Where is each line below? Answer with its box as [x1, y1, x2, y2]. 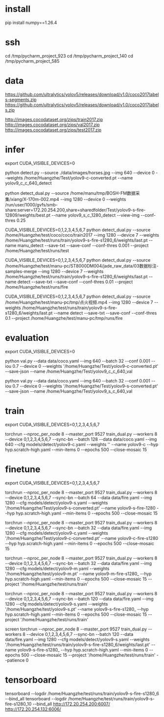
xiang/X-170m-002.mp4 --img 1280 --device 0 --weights [11, 196, 126, 202]
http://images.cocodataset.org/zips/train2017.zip [5, 116, 103, 122]
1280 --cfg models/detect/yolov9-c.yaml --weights [5, 530, 109, 536]
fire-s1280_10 [5, 701, 32, 707]
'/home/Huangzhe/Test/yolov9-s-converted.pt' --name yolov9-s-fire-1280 [5, 505, 156, 511]
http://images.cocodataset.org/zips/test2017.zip [5, 127, 102, 133]
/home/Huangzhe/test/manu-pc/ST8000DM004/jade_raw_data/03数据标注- [5, 263, 159, 269]
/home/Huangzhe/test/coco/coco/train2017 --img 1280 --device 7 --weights [5, 232, 159, 238]
